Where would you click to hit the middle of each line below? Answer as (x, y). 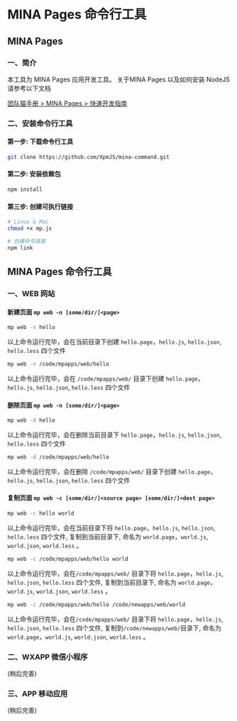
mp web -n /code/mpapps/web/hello (59, 364)
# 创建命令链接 (27, 241)
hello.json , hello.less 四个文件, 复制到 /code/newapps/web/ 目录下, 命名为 (114, 627)
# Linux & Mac (28, 222)
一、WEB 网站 (31, 294)
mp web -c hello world (41, 514)
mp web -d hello (31, 420)
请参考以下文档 (29, 88)
